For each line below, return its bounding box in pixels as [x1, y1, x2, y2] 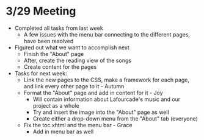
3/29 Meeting [5, 4, 76, 18]
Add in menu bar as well [32, 128, 94, 135]
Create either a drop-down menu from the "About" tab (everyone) [32, 114, 198, 122]
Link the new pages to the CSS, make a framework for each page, [23, 76, 190, 83]
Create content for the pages [23, 63, 97, 71]
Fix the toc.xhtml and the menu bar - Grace [23, 121, 133, 128]
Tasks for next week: [14, 69, 68, 77]
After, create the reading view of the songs [23, 57, 132, 64]
